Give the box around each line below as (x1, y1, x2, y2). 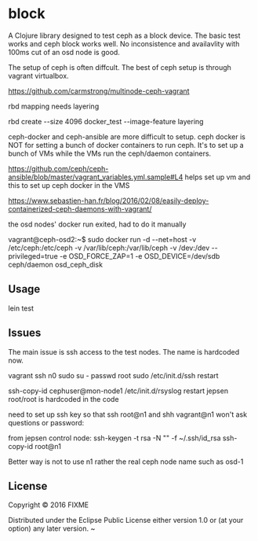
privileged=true (8, 251, 59, 260)
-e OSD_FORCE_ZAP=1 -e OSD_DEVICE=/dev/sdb (59, 251, 220, 260)
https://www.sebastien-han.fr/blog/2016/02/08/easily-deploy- (8, 196, 209, 205)
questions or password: (8, 418, 85, 427)
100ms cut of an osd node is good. (8, 47, 120, 57)
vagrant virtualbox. (8, 71, 69, 80)
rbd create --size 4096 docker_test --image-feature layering (8, 116, 204, 126)
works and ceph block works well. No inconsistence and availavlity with (8, 39, 240, 48)
